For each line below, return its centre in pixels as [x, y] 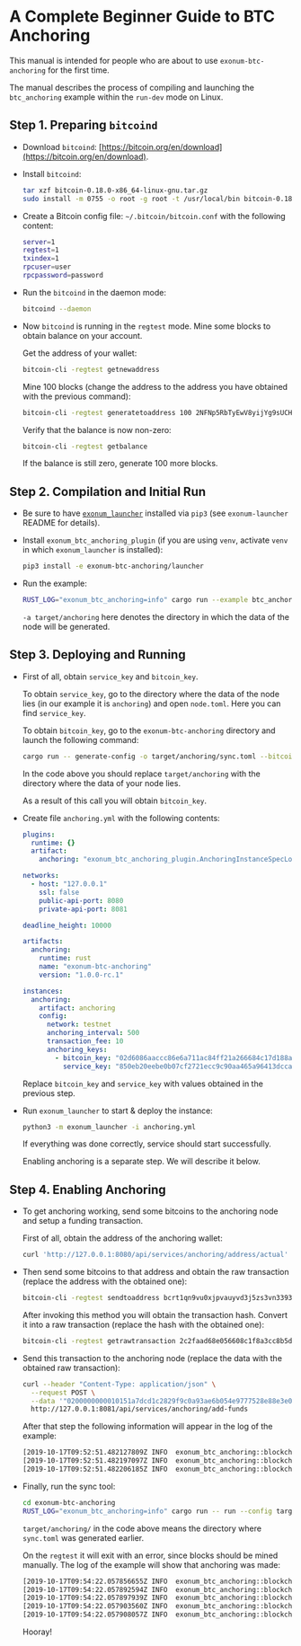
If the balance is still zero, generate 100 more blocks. [120, 464]
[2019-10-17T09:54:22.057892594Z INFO [95, 1589]
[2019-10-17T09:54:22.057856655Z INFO [95, 1581]
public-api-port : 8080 [81, 900]
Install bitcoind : [52, 173]
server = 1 [39, 242]
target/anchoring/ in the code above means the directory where [142, 1528]
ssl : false [59, 892]
